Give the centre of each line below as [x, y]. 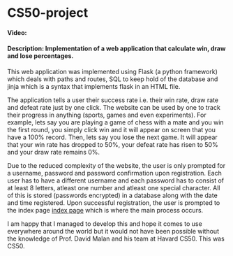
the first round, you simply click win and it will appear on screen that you [112, 129]
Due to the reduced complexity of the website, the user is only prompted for [116, 165]
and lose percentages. [40, 56]
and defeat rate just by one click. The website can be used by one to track [114, 107]
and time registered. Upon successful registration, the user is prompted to [114, 202]
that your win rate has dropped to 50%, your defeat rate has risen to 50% [113, 144]
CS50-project [48, 13]
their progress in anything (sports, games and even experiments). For [107, 115]
